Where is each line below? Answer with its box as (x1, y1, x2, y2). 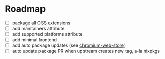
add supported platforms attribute (12, 31, 83, 37)
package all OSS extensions (12, 20, 71, 26)
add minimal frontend (12, 37, 57, 43)
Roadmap (5, 3, 46, 15)
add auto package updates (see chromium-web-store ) (12, 42, 126, 48)
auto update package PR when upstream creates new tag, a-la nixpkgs (12, 48, 160, 54)
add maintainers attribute (12, 26, 65, 31)
